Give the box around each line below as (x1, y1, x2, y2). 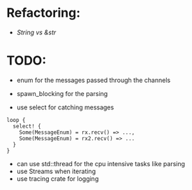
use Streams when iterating (16, 167, 96, 175)
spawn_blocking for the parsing (16, 89, 108, 97)
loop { (6, 116, 26, 123)
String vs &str (16, 28, 57, 36)
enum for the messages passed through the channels (16, 76, 171, 84)
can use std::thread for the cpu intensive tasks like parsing (16, 159, 186, 168)
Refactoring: (6, 5, 81, 21)
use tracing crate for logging (16, 174, 99, 183)
